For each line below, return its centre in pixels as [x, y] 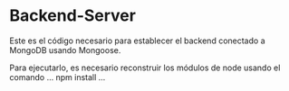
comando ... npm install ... [58, 77]
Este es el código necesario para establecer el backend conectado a [137, 41]
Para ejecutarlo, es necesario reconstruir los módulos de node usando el [145, 68]
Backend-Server [72, 16]
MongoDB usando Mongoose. [65, 50]
